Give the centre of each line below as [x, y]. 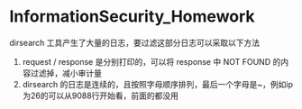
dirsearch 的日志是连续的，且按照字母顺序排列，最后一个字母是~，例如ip [158, 84]
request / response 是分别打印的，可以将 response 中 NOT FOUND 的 [151, 61]
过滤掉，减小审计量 [66, 73]
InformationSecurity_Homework [132, 17]
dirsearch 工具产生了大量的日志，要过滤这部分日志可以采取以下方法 [135, 42]
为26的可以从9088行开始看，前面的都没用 [100, 95]
